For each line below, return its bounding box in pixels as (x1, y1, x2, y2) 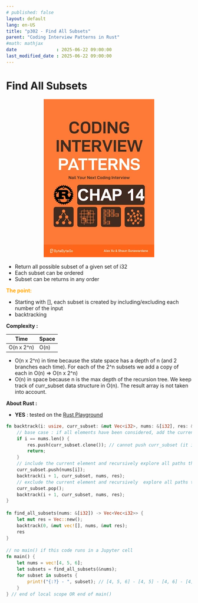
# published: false (6, 9, 54, 15)
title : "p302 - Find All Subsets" (6, 28, 91, 34)
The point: (6, 286, 32, 294)
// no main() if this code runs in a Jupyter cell (6, 548, 133, 553)
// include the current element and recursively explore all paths (16, 460, 186, 467)
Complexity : (6, 322, 38, 329)
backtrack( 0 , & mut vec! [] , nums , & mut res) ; (16, 522, 128, 529)
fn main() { (6, 554, 35, 560)
